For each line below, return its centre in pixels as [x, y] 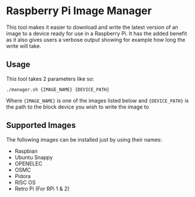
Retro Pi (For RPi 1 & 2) [42, 188]
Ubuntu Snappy [34, 157]
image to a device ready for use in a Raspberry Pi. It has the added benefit [97, 33]
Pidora [23, 176]
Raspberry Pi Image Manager [79, 11]
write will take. [24, 46]
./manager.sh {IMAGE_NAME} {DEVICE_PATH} [58, 90]
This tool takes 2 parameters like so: [50, 78]
